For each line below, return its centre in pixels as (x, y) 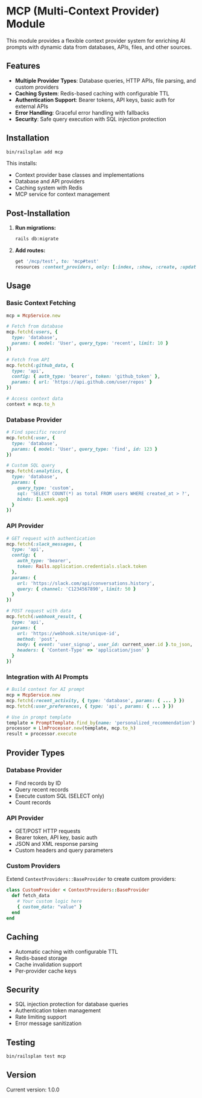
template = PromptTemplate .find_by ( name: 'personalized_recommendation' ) (101, 723)
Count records (33, 802)
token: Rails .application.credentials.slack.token (82, 566)
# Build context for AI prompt (46, 690)
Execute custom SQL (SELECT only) (59, 796)
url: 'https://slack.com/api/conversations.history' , (86, 583)
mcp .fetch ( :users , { (32, 332)
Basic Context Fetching (41, 303)
